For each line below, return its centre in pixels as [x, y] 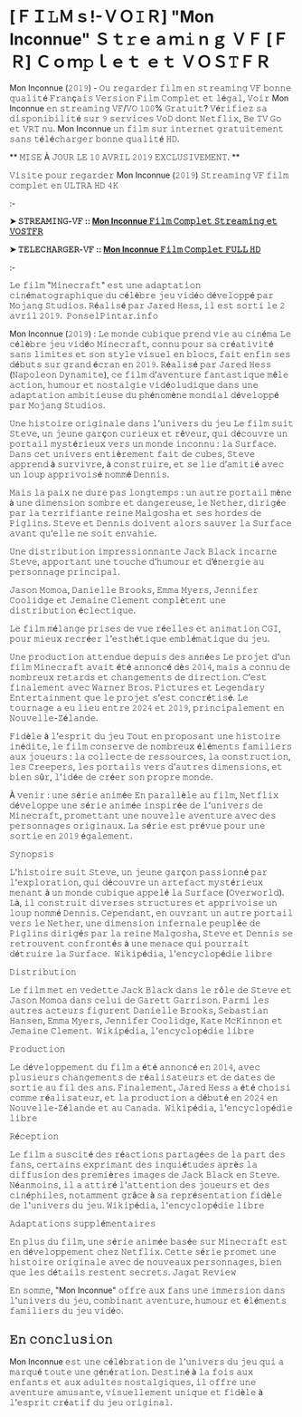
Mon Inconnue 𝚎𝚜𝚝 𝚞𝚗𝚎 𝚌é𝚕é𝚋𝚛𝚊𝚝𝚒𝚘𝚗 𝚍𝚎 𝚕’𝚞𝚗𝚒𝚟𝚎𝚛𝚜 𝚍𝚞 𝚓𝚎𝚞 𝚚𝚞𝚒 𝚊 [147, 1361]
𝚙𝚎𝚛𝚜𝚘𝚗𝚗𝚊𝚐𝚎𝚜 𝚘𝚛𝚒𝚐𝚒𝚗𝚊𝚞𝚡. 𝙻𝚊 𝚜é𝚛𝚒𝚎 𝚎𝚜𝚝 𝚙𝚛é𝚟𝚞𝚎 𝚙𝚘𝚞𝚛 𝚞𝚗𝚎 [137, 825]
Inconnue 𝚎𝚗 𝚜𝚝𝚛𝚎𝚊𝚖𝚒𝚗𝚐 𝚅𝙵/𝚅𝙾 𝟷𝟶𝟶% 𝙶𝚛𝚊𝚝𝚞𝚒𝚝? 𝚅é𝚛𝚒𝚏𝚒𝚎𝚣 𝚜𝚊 [139, 108]
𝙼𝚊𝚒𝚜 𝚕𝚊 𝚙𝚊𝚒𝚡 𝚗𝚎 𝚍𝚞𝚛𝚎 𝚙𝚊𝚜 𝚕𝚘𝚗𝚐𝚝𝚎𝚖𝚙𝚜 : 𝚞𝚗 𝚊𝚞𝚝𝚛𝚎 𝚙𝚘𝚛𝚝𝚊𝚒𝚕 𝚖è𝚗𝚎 [151, 492]
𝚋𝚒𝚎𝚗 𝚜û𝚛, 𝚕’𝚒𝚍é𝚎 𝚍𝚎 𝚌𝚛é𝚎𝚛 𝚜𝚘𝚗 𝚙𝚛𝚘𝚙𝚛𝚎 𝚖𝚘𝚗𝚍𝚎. [111, 776]
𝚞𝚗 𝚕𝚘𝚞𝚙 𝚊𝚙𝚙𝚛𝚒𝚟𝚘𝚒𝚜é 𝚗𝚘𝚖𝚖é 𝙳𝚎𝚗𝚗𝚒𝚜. [90, 474]
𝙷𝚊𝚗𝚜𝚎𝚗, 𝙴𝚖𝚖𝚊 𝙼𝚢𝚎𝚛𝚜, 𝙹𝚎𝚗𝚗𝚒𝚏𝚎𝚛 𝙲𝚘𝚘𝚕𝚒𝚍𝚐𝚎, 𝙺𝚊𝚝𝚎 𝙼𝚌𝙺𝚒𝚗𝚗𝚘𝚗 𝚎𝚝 [146, 1020]
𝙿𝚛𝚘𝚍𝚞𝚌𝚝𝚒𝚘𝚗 [38, 1048]
